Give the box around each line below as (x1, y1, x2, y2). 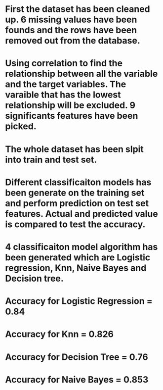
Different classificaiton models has (5, 177, 152, 188)
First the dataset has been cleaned (5, 3, 150, 15)
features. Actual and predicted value (5, 208, 158, 219)
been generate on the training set (5, 187, 145, 198)
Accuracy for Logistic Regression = (5, 295, 153, 307)
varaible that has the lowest (5, 89, 121, 100)
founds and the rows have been (5, 25, 137, 36)
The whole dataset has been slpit (5, 144, 144, 154)
